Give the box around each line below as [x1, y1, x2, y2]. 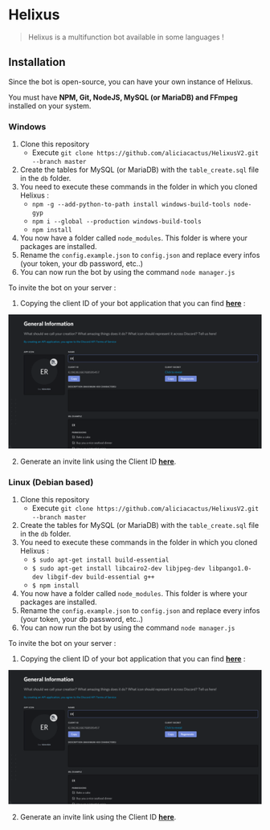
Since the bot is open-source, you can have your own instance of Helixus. [8, 76, 253, 86]
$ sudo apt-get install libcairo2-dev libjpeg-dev [31, 565, 206, 573]
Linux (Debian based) [8, 476, 94, 488]
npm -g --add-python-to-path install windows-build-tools [31, 201, 231, 209]
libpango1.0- [208, 565, 252, 573]
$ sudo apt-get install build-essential [31, 556, 170, 564]
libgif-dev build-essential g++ [47, 573, 155, 582]
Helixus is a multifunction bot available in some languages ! [27, 32, 224, 42]
